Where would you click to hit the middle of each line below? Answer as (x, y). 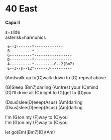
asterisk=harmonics (26, 37)
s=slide (13, 32)
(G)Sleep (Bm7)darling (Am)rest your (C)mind (52, 87)
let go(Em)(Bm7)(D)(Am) (30, 132)
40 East (21, 9)
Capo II (13, 22)
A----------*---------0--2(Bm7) (41, 64)
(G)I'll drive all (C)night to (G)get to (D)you (48, 92)
